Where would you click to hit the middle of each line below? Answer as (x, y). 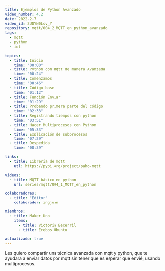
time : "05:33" (28, 130)
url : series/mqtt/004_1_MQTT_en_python (55, 184)
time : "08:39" (28, 148)
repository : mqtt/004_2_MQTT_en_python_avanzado (56, 28)
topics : (13, 56)
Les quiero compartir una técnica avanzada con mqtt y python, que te (76, 253)
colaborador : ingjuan (36, 203)
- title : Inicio (26, 60)
